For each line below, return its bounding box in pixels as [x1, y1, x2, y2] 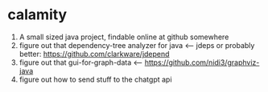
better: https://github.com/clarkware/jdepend [19, 49, 170, 58]
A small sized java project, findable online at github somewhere [19, 32, 229, 42]
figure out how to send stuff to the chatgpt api [19, 74, 172, 84]
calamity [7, 6, 68, 24]
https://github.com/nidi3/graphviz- [144, 58, 260, 67]
